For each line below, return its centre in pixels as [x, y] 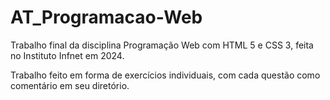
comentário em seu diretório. [70, 85]
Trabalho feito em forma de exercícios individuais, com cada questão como [165, 75]
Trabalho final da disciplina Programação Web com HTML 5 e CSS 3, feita [162, 45]
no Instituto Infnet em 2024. [67, 55]
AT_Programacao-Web [106, 17]
